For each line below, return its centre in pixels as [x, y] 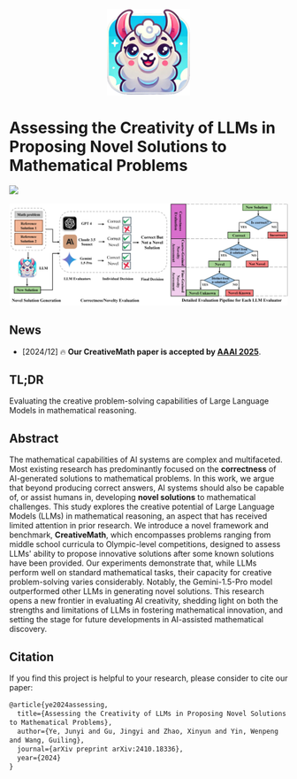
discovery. [28, 629]
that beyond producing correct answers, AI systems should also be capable [147, 488]
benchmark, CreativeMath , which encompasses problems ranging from [140, 535]
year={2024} [39, 758]
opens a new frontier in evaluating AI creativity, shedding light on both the [144, 601]
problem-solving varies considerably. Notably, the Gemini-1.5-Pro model [141, 582]
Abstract [34, 438]
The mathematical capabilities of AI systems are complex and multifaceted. [146, 459]
